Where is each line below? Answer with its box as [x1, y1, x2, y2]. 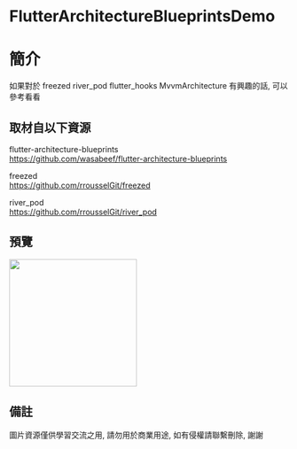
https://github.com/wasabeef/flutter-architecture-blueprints [9, 153, 228, 164]
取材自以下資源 [9, 120, 91, 135]
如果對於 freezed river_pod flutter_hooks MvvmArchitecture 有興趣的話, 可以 [9, 81, 288, 91]
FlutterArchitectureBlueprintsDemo [9, 6, 276, 27]
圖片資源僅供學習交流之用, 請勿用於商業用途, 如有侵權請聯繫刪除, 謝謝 [9, 430, 263, 440]
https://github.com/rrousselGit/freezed [9, 180, 151, 190]
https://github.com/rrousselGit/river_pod [9, 206, 158, 217]
